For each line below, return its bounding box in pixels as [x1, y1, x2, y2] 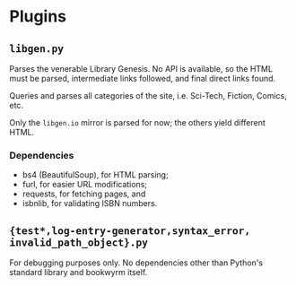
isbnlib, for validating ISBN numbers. [22, 198, 158, 209]
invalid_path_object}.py [9, 236, 149, 248]
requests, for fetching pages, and [22, 188, 146, 199]
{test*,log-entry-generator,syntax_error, [9, 224, 251, 237]
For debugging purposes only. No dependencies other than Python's [9, 257, 263, 268]
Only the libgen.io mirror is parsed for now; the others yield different [9, 117, 266, 127]
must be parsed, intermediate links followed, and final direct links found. [9, 74, 276, 83]
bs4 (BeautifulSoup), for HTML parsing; [22, 169, 169, 180]
